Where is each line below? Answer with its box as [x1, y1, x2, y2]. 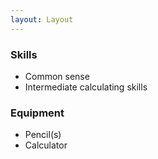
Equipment [10, 106, 65, 120]
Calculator [24, 139, 68, 151]
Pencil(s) [24, 129, 62, 141]
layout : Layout [10, 14, 74, 25]
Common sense [24, 70, 90, 82]
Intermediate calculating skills [24, 81, 148, 93]
